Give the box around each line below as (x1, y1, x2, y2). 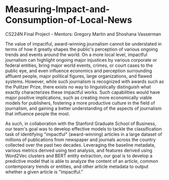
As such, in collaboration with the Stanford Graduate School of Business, (5, 120, 156, 126)
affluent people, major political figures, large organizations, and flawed (5, 73, 152, 79)
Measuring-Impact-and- (5, 4, 110, 15)
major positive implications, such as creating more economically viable (5, 95, 152, 101)
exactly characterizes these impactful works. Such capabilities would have (5, 89, 160, 95)
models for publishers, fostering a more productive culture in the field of (5, 100, 155, 106)
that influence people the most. (5, 110, 71, 117)
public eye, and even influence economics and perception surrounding (5, 67, 152, 74)
